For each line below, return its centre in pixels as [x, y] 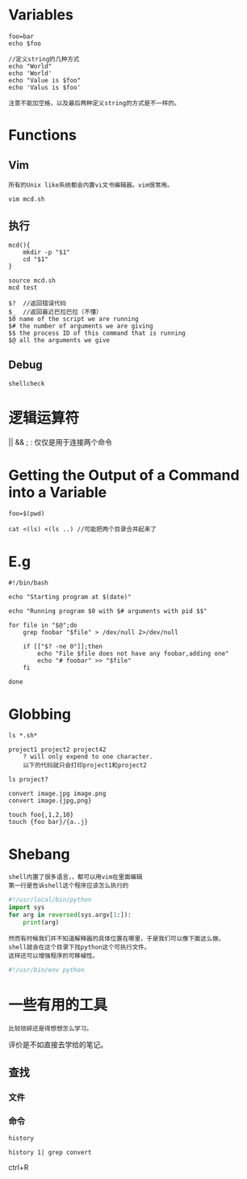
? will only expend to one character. [88, 757]
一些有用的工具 [58, 1005]
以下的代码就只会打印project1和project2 [85, 766]
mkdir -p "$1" [46, 252]
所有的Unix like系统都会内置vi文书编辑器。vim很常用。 [91, 185]
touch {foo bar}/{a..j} [48, 822]
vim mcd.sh [27, 199]
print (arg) [41, 922]
